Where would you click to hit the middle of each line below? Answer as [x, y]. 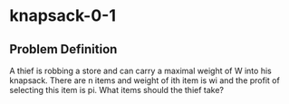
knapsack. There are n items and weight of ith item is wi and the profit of [145, 80]
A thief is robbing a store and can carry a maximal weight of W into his [140, 71]
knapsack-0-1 [63, 16]
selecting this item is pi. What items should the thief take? [117, 90]
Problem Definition [63, 49]
